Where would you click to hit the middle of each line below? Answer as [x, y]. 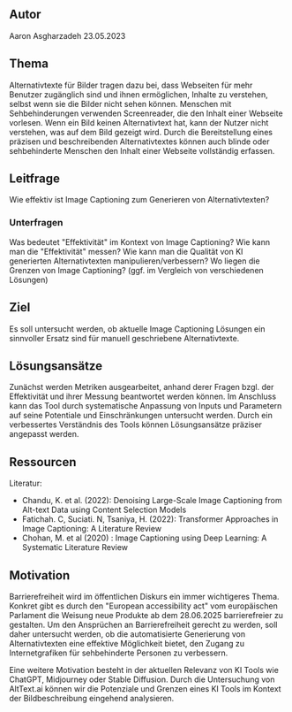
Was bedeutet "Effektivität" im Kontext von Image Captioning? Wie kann [140, 241]
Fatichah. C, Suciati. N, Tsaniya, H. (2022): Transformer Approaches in [150, 519]
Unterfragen [36, 223]
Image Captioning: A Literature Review [91, 529]
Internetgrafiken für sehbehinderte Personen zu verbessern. [119, 653]
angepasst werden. [44, 434]
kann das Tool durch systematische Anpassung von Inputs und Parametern [146, 406]
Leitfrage [34, 179]
